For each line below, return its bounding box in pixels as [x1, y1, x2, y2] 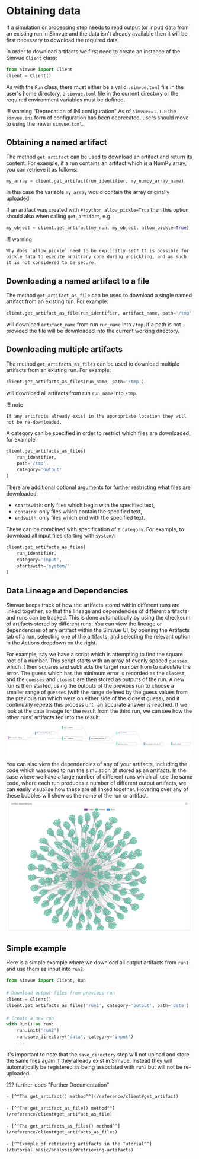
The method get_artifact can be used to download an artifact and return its [6, 153, 192, 160]
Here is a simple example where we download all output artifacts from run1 [6, 959, 189, 966]
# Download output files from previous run [6, 990, 115, 996]
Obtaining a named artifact [6, 138, 108, 148]
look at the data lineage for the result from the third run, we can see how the [6, 707, 192, 715]
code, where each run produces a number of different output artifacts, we [6, 779, 187, 787]
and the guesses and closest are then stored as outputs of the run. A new [6, 676, 185, 683]
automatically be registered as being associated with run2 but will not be [6, 1063, 182, 1071]
